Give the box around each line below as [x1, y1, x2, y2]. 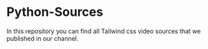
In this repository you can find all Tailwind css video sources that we [6, 27, 201, 35]
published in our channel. [6, 34, 79, 42]
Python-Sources [6, 4, 104, 20]
